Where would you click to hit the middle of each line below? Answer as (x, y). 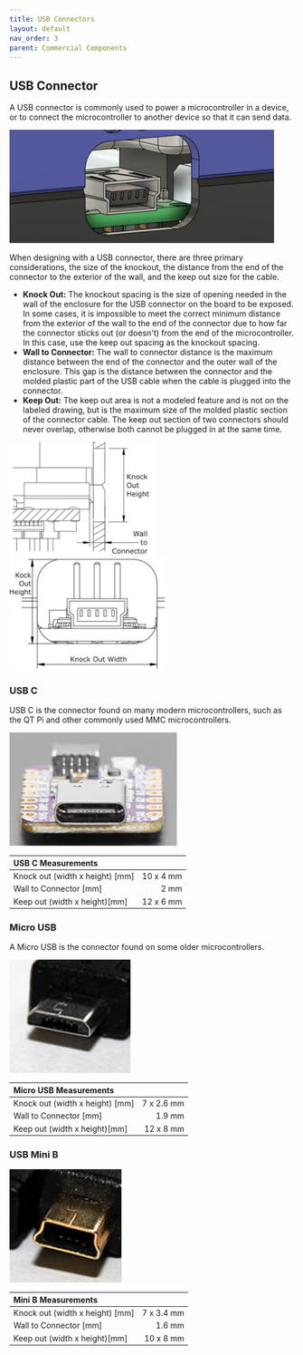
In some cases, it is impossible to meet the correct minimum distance (151, 314)
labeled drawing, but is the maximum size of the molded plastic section (155, 410)
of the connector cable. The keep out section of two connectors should (156, 420)
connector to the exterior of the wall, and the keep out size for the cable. (145, 277)
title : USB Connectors (52, 19)
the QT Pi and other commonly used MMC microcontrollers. (120, 720)
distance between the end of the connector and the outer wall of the (150, 362)
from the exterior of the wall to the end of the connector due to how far (155, 324)
